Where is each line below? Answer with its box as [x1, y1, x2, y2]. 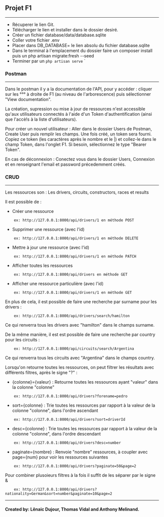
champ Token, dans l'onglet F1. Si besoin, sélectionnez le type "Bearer [5, 142, 146, 148]
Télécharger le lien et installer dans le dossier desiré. [12, 26, 119, 32]
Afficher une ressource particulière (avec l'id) [12, 281, 104, 286]
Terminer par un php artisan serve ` [12, 58, 86, 64]
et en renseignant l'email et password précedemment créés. [5, 161, 126, 167]
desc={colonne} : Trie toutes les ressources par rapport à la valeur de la [12, 426, 157, 432]
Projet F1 [5, 4, 32, 12]
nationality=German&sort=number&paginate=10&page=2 [5, 491, 112, 496]
